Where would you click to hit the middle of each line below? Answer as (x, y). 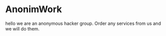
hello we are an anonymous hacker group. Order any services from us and (83, 23)
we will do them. (22, 28)
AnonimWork (34, 9)
